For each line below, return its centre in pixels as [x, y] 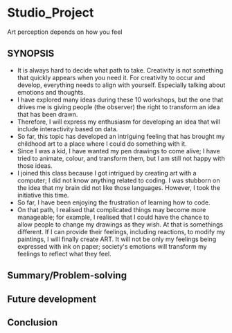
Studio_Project [51, 13]
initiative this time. [43, 195]
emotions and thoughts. [51, 92]
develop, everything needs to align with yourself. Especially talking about [121, 85]
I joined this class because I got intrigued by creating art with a [107, 173]
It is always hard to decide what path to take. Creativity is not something [120, 70]
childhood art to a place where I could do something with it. [102, 144]
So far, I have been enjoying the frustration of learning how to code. [114, 202]
